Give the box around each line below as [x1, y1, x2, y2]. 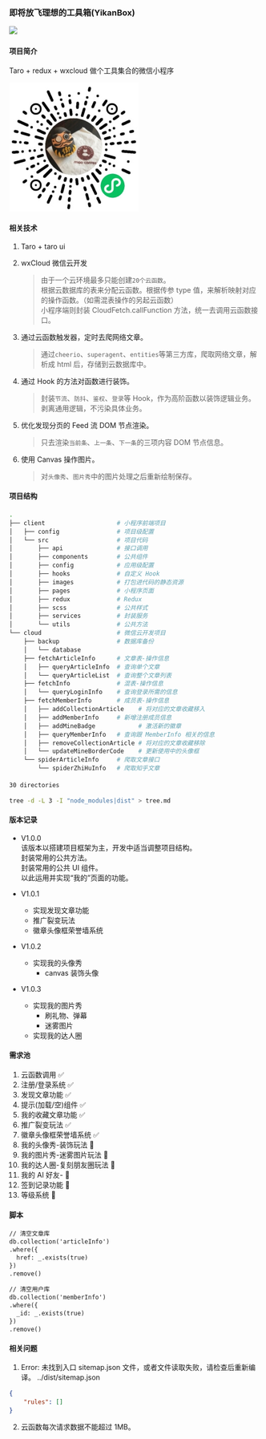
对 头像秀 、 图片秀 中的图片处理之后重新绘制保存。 [40, 471, 196, 481]
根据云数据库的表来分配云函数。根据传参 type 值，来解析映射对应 [40, 285, 256, 294]
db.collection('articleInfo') [9, 1238, 111, 1246]
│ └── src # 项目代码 [9, 536, 148, 544]
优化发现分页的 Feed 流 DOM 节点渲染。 [20, 420, 154, 430]
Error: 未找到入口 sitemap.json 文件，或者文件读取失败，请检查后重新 [20, 1363, 249, 1372]
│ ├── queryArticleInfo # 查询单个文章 [23, 663, 160, 671]
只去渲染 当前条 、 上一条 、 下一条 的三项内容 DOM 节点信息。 [40, 437, 228, 447]
